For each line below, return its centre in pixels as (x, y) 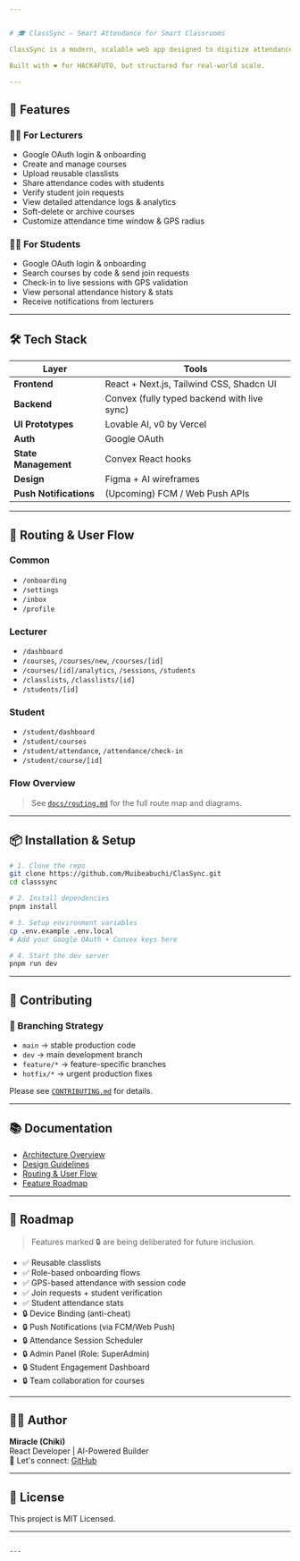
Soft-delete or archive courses (79, 212)
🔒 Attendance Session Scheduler (83, 1340)
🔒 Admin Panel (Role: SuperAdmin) (86, 1353)
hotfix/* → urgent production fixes (87, 1073)
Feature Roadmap (55, 1183)
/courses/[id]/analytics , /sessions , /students (109, 670)
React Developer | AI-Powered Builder (79, 1451)
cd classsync (33, 882)
